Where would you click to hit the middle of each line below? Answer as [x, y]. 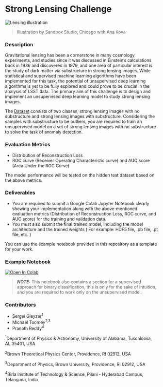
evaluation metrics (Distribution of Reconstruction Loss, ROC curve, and [84, 213]
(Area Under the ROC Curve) [41, 165]
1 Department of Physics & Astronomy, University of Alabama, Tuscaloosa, [79, 338]
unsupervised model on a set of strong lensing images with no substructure [81, 127]
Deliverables [20, 193]
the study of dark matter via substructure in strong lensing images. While [78, 71]
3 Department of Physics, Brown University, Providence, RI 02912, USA [75, 364]
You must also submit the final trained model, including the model [77, 224]
